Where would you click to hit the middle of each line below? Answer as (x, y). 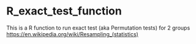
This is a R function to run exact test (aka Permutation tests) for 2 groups (98, 28)
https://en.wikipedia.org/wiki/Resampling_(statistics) (73, 34)
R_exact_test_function (64, 11)
